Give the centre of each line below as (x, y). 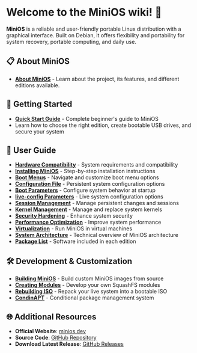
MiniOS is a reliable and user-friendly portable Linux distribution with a (94, 29)
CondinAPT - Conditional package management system (84, 298)
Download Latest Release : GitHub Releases (69, 344)
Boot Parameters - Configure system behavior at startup (85, 190)
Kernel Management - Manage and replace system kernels (88, 209)
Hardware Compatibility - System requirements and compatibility (96, 165)
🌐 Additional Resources (51, 317)
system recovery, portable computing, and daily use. (71, 41)
